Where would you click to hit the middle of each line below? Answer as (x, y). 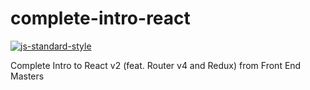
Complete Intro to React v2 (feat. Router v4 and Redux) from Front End (156, 65)
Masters (27, 76)
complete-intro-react (100, 18)
